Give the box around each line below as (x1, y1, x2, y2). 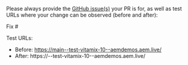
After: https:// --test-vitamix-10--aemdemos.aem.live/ (14, 52, 146, 59)
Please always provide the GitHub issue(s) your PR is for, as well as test (6, 5, 182, 12)
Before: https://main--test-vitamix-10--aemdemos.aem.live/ (14, 46, 162, 53)
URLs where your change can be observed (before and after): (6, 11, 158, 18)
